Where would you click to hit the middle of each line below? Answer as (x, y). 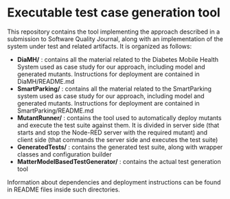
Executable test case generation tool (114, 13)
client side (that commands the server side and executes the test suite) (117, 139)
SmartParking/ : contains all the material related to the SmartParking (114, 89)
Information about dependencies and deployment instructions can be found (114, 182)
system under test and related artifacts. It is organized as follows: (100, 46)
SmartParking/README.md (55, 110)
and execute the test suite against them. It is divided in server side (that (118, 125)
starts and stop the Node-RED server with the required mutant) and (112, 132)
